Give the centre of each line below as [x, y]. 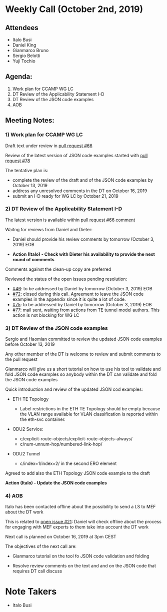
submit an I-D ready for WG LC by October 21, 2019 [65, 196]
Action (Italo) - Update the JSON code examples [56, 483]
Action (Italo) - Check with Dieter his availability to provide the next [83, 254]
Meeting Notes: [30, 120]
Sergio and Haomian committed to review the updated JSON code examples [84, 339]
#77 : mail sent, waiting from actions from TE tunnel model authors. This [86, 310]
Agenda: [19, 77]
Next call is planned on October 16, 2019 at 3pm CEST [61, 537]
